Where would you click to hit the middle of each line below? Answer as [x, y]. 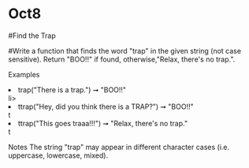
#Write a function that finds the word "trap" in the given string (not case [125, 50]
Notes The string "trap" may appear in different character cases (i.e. [119, 147]
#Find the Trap [32, 35]
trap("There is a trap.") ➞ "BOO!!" [72, 90]
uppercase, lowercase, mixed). [58, 155]
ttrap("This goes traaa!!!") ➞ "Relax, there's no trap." [103, 123]
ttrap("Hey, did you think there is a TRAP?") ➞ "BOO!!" [106, 106]
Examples [24, 74]
